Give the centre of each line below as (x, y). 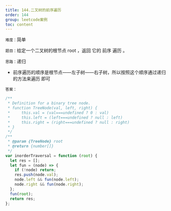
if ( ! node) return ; (35, 170)
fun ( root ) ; (22, 194)
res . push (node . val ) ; (36, 175)
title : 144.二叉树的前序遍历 (33, 10)
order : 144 (17, 15)
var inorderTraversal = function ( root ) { (51, 156)
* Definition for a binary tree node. (49, 103)
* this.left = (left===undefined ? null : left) (65, 118)
